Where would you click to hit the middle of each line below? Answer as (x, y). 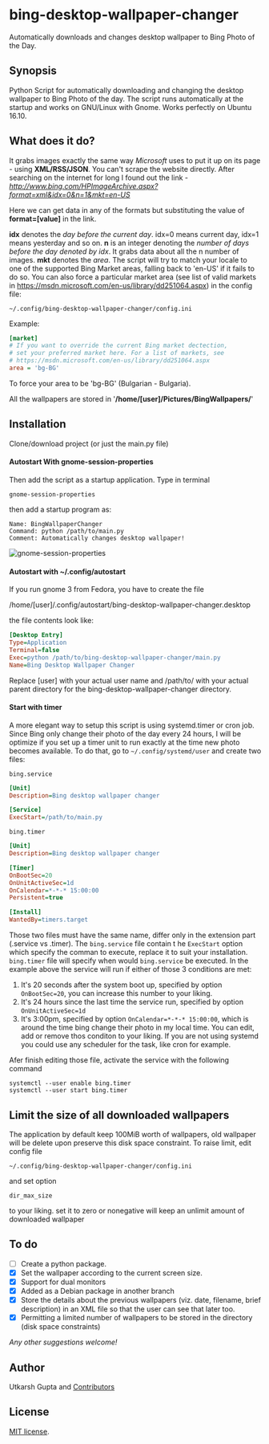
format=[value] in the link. (53, 218)
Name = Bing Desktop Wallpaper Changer (72, 665)
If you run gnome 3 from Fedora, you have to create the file (107, 589)
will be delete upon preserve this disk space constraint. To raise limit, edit (130, 1143)
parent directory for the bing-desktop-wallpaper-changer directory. (120, 689)
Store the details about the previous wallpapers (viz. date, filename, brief (141, 1299)
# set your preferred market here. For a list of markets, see (117, 353)
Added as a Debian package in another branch (97, 1291)
